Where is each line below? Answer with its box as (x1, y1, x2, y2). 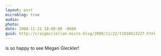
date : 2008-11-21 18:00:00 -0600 (5, 26, 76, 32)
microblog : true (5, 12, 40, 17)
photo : (5, 21, 19, 27)
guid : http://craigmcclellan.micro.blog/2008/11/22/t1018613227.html (5, 31, 156, 36)
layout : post (5, 7, 33, 13)
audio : (5, 17, 19, 22)
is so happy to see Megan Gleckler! (5, 45, 79, 51)
